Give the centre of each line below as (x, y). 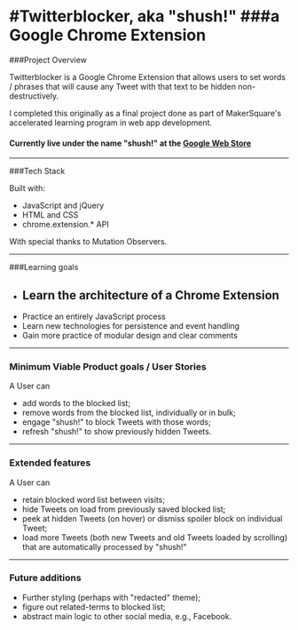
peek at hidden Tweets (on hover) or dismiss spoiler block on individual (152, 518)
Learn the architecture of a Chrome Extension (150, 295)
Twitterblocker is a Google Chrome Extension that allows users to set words (148, 76)
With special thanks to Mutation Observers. (88, 242)
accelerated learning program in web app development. (111, 123)
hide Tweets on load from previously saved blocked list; (124, 509)
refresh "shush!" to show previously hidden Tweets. (117, 432)
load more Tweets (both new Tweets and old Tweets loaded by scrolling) (155, 537)
